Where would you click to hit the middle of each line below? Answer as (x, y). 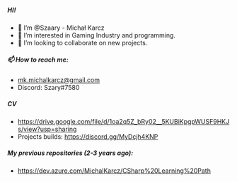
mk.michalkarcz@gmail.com (59, 80)
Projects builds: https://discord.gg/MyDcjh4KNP (88, 136)
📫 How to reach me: (38, 59)
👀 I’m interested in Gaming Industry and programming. (96, 35)
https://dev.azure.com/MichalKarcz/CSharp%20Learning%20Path (114, 171)
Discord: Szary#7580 (48, 87)
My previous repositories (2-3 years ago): (70, 153)
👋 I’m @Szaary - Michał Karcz (61, 28)
